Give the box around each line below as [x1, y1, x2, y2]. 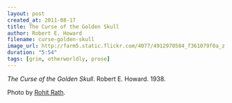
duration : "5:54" [7, 49, 58, 56]
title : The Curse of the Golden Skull [7, 23, 119, 30]
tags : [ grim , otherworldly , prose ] [7, 56, 110, 63]
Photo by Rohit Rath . [7, 88, 66, 96]
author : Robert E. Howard [7, 29, 82, 37]
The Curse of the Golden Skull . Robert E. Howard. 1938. [7, 74, 166, 83]
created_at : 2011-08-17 [7, 17, 76, 24]
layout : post [7, 10, 45, 17]
